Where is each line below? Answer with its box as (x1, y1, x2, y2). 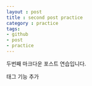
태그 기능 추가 (6, 73, 40, 80)
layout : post (6, 8, 43, 15)
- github (6, 31, 29, 38)
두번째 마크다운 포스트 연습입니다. (6, 60, 87, 67)
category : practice (6, 20, 59, 26)
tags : (6, 25, 20, 32)
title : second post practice (6, 15, 83, 21)
